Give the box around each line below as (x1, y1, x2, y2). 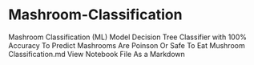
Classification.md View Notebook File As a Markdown (8, 49, 186, 59)
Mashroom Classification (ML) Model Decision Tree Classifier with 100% (8, 32, 247, 42)
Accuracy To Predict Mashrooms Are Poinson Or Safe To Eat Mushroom (8, 40, 246, 50)
